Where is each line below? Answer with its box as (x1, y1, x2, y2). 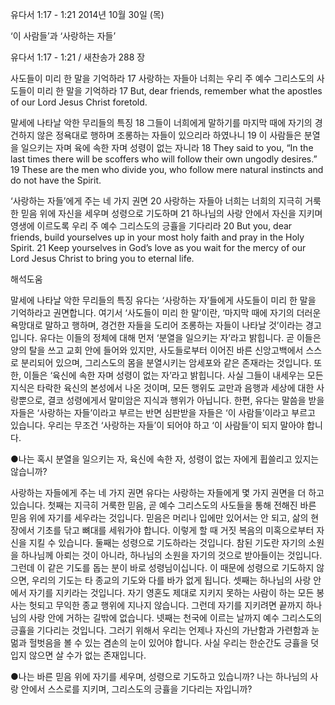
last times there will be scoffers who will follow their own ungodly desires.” (10, 153, 318, 165)
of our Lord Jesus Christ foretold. (10, 96, 148, 108)
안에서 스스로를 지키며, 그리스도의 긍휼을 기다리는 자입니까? (20, 683, 253, 695)
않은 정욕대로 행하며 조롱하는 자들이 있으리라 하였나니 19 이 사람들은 (36, 129, 302, 141)
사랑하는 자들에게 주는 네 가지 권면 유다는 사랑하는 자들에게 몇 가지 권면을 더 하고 (10, 487, 325, 498)
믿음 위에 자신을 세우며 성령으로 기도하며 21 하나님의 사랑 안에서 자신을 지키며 (20, 208, 323, 219)
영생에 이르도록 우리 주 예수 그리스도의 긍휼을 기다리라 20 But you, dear (10, 220, 293, 232)
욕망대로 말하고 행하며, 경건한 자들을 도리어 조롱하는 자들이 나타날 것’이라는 (10, 319, 304, 331)
